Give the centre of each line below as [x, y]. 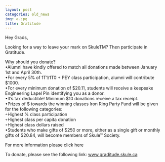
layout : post [19, 10]
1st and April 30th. [24, 73]
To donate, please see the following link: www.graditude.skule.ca [71, 155]
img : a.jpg [16, 19]
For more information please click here [44, 145]
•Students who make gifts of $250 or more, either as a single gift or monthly [83, 130]
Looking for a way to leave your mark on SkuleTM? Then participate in [76, 47]
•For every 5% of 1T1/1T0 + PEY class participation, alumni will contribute [80, 78]
